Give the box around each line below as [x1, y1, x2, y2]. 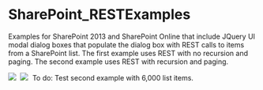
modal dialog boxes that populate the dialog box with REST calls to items [8, 39, 245, 49]
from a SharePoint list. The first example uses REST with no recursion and [8, 48, 249, 58]
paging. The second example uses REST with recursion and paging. [8, 57, 229, 66]
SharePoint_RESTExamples [8, 6, 191, 24]
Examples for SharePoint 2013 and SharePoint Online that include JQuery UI [8, 32, 255, 41]
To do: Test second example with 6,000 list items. [32, 73, 193, 82]
